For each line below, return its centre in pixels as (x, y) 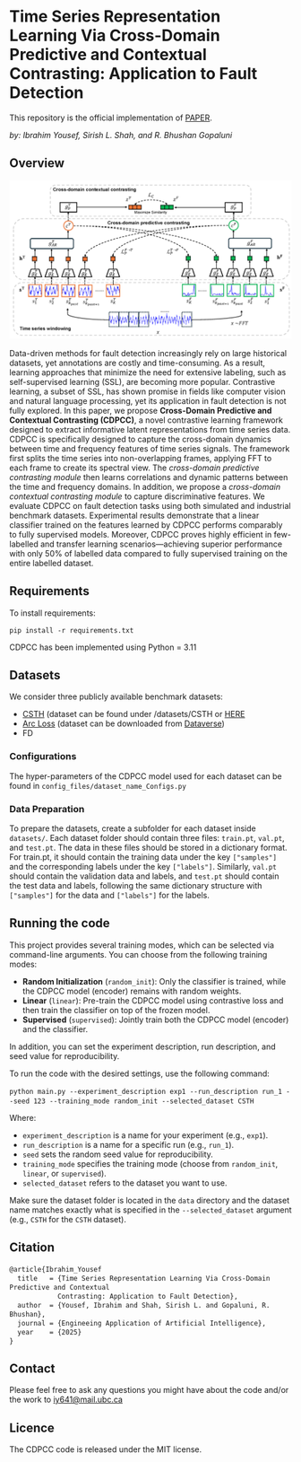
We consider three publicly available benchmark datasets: (116, 696)
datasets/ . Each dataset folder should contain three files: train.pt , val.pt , (147, 837)
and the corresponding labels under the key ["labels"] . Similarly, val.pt (143, 866)
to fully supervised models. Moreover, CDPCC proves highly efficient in (141, 534)
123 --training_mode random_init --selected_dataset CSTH (143, 1101)
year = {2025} (50, 1332)
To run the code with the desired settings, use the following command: (140, 1073)
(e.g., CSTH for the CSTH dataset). (68, 1219)
